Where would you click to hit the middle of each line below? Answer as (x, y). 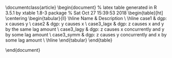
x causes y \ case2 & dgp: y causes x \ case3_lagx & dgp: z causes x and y (85, 24)
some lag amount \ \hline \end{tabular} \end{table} (59, 40)
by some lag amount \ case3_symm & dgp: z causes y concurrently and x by (86, 35)
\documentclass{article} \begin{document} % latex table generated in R (81, 7)
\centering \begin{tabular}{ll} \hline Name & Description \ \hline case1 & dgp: (86, 18)
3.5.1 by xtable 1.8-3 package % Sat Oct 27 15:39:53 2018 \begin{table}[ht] (84, 13)
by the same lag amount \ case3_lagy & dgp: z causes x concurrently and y (85, 29)
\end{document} (23, 50)
